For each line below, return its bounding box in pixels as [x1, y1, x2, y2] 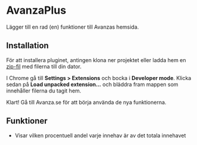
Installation [6, 41, 49, 51]
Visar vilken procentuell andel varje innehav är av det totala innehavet [14, 132, 186, 139]
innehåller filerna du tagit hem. [6, 87, 82, 94]
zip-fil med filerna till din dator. [6, 63, 82, 70]
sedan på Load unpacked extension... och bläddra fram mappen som [6, 81, 178, 88]
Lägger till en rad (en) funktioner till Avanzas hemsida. [6, 23, 139, 30]
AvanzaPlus [6, 4, 67, 17]
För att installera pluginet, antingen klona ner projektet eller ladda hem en [6, 56, 186, 63]
